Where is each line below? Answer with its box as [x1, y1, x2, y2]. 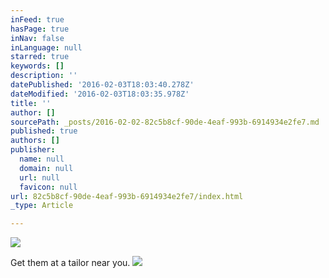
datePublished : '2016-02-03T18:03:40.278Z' [10, 80, 195, 90]
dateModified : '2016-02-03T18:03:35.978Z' [10, 89, 190, 99]
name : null [19, 154, 65, 164]
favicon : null [19, 182, 78, 192]
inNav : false [10, 33, 65, 43]
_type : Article [10, 201, 74, 211]
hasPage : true [10, 24, 70, 34]
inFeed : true [10, 14, 65, 25]
